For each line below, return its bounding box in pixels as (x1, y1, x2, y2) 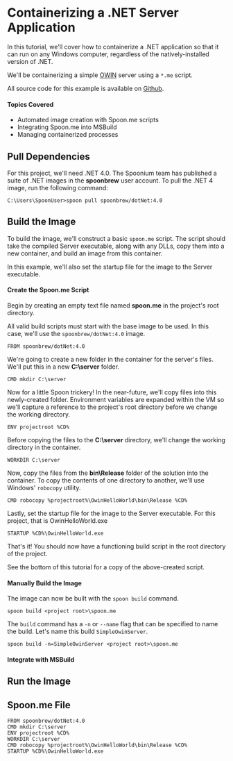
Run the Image (7, 676, 71, 687)
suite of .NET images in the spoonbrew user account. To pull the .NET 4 (7, 176, 214, 185)
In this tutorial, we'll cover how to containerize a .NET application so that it (7, 42, 219, 51)
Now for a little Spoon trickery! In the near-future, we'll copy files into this (7, 387, 217, 396)
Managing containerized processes (17, 131, 119, 139)
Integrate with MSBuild (7, 655, 75, 664)
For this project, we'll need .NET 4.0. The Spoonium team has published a (7, 169, 217, 177)
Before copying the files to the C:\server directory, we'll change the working (7, 435, 225, 444)
